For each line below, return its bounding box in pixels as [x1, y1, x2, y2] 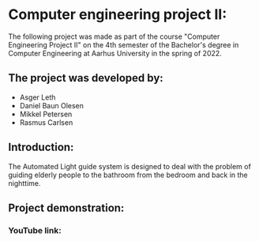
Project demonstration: [8, 201, 125, 214]
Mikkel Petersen [19, 109, 73, 119]
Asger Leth [19, 93, 56, 102]
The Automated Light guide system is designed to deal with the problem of [8, 161, 251, 171]
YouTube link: [8, 225, 62, 236]
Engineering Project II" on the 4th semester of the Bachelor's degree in [8, 40, 239, 49]
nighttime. [8, 178, 41, 187]
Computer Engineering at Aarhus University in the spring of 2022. [8, 48, 223, 58]
